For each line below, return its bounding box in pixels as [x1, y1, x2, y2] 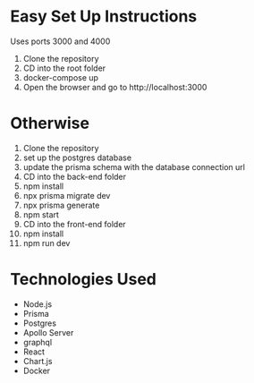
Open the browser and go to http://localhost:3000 [22, 81, 207, 92]
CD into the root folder [22, 63, 106, 73]
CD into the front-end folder [22, 218, 126, 229]
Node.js [22, 298, 53, 310]
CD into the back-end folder [22, 171, 127, 182]
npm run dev [22, 237, 71, 248]
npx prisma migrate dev [22, 190, 111, 200]
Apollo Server [22, 327, 74, 337]
